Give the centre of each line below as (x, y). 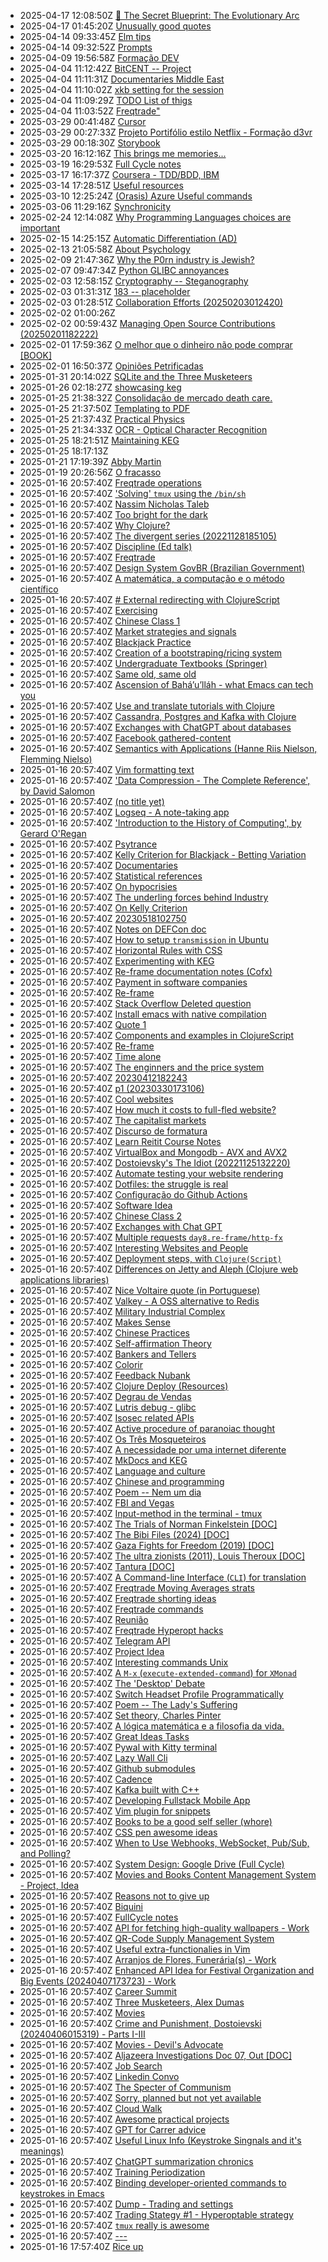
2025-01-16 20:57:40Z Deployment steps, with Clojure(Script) (150, 1258)
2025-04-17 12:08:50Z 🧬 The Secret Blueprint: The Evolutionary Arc (159, 15)
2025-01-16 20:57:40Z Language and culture (112, 1471)
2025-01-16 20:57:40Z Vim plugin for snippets (115, 1811)
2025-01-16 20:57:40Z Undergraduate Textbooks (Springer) (143, 663)
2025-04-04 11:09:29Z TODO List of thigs (106, 100)
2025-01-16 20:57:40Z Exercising (88, 610)
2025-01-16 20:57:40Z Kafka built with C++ (109, 1789)
